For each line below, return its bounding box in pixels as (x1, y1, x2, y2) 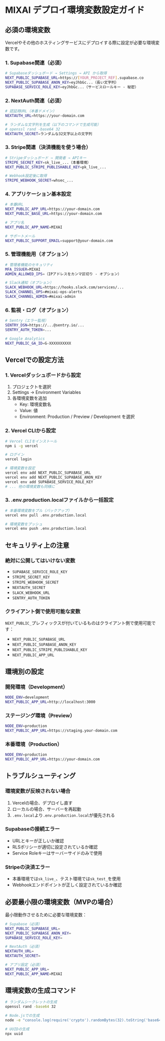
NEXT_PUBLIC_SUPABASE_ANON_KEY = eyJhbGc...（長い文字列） (5, 80, 119, 85)
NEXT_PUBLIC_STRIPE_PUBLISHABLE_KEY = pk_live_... (5, 165, 107, 170)
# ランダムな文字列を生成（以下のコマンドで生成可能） (5, 122, 101, 127)
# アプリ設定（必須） (5, 962, 43, 968)
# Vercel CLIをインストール (5, 439, 57, 444)
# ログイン (5, 452, 25, 457)
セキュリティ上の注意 (5, 541, 70, 550)
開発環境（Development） (5, 683, 68, 690)
